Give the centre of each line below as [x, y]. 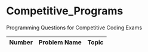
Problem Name [60, 42]
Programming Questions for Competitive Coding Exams [74, 27]
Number [21, 42]
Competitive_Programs [65, 11]
